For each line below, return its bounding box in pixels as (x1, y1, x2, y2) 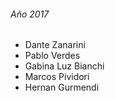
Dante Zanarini (24, 39, 86, 51)
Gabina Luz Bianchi (24, 60, 105, 72)
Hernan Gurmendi (24, 81, 100, 94)
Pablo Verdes (24, 50, 81, 62)
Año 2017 (10, 8, 50, 20)
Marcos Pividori (24, 71, 90, 83)
